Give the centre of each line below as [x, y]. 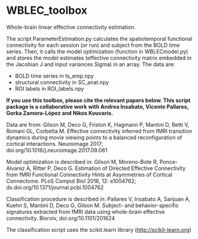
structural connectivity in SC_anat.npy [62, 82]
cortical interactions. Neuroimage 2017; [55, 144]
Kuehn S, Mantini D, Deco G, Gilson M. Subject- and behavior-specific [92, 205]
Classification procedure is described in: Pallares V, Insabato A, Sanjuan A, [98, 199]
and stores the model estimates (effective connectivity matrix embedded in [99, 58]
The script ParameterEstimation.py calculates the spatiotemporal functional [99, 38]
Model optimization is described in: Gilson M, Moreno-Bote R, [82, 162]
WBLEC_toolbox [47, 11]
